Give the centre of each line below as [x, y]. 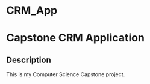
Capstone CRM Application [75, 38]
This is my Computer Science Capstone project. [66, 74]
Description [29, 60]
